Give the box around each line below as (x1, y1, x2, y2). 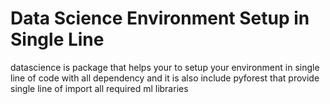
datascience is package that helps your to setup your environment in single (10, 61, 320, 73)
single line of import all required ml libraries (10, 82, 189, 94)
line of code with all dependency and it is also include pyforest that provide (10, 72, 320, 84)
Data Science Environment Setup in (10, 7, 310, 30)
